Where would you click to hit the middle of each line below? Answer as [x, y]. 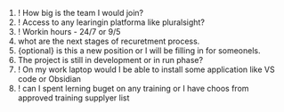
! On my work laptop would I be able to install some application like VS [146, 69]
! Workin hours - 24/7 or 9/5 [69, 32]
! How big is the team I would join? [81, 13]
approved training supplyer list [73, 98]
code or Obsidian [49, 79]
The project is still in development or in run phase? [110, 60]
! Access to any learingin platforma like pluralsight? [111, 22]
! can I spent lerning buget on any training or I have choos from [133, 88]
